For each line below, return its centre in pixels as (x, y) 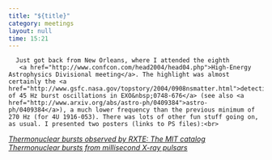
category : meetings (41, 23)
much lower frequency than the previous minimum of (166, 110)
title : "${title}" (39, 16)
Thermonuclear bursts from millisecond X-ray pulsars (98, 148)
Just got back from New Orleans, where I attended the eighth (123, 61)
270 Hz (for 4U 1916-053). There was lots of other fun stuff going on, (134, 117)
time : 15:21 (28, 38)
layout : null (30, 31)
